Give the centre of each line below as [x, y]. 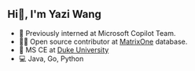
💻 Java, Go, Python [51, 59]
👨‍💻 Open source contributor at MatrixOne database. [103, 41]
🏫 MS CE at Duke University [64, 50]
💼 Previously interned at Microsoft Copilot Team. [97, 33]
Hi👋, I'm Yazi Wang [54, 14]
